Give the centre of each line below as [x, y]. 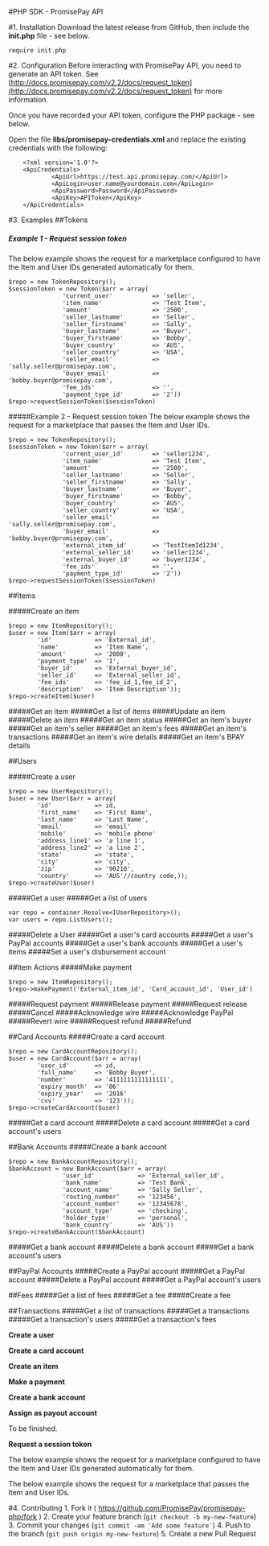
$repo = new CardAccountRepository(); [73, 1051]
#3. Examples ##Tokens [48, 220]
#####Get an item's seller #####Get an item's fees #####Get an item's [128, 728]
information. [29, 99]
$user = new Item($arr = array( [62, 633]
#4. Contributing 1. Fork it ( [53, 1507]
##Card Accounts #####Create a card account [86, 1037]
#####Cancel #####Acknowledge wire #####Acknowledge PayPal [121, 1012]
